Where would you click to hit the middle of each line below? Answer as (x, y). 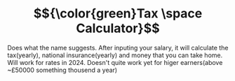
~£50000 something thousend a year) (62, 70)
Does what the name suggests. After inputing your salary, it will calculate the (118, 47)
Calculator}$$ (118, 28)
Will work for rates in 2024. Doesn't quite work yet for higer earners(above (115, 62)
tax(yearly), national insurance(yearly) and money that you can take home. (115, 55)
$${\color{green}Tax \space (118, 14)
